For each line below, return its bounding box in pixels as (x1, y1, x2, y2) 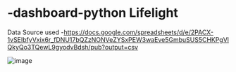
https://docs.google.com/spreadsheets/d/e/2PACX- (63, 28, 213, 36)
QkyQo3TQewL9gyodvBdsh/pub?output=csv (7, 43, 139, 51)
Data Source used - (7, 28, 64, 36)
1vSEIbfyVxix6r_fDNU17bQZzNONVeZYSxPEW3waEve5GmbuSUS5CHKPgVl (7, 35, 229, 43)
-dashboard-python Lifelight (7, 5, 178, 21)
